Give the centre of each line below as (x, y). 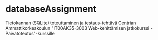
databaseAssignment (51, 9)
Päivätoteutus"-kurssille (30, 33)
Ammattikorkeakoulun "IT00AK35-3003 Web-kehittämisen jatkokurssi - (79, 28)
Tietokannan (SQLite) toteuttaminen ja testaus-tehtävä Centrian (71, 23)
